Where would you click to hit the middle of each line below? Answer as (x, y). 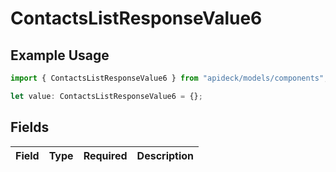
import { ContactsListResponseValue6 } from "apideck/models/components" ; (169, 78)
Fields (30, 127)
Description (165, 155)
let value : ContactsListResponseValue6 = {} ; (106, 96)
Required (105, 155)
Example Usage (60, 55)
